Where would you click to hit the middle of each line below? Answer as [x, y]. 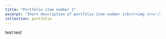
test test [14, 33]
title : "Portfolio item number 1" [41, 10]
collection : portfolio [28, 19]
